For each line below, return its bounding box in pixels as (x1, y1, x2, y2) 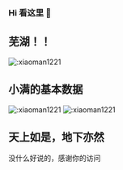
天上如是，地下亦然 (8, 130, 104, 144)
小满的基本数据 (8, 83, 83, 97)
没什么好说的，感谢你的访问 (8, 153, 101, 163)
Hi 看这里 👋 (8, 7, 52, 18)
